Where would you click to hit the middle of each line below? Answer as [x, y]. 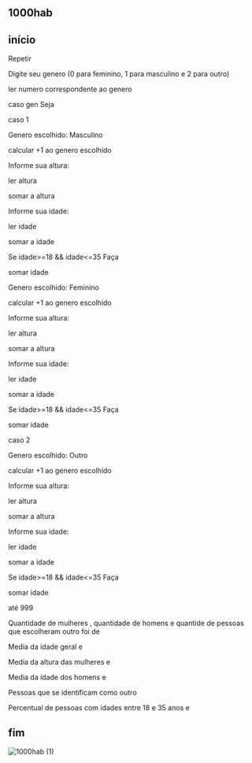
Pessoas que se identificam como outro [72, 693]
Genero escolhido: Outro [48, 455]
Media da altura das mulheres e [59, 662]
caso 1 [19, 120]
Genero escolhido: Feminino [54, 287]
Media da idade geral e [45, 647]
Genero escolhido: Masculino [56, 135]
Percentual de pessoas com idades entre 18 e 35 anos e [99, 708]
